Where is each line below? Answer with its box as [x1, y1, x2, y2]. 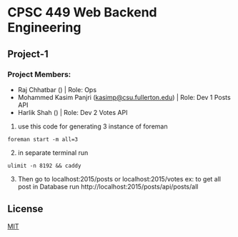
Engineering [7, 19, 81, 36]
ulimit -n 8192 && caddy [7, 162, 81, 169]
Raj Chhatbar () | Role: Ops [17, 85, 97, 94]
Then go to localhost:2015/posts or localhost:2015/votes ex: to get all [17, 174, 222, 183]
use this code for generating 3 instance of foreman [17, 122, 168, 131]
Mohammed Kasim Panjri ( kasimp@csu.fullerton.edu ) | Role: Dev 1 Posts [17, 93, 231, 101]
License [7, 203, 44, 215]
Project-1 [7, 48, 49, 60]
